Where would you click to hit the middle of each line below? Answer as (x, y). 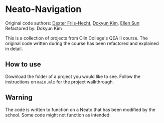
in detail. (14, 48)
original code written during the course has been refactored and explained (82, 43)
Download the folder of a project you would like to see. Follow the (73, 76)
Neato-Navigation (43, 9)
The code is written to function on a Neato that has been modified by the (80, 109)
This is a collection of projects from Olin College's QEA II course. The (76, 38)
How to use (23, 64)
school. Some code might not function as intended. (58, 115)
